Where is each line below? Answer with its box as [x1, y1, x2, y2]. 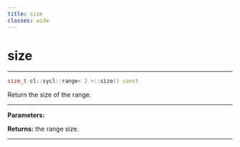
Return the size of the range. [7, 90, 91, 99]
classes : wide [7, 17, 50, 24]
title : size [7, 10, 43, 18]
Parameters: [7, 111, 45, 119]
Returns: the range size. [7, 125, 79, 134]
